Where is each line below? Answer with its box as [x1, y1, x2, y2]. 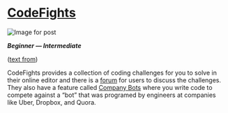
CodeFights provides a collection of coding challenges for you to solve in [7, 68, 218, 77]
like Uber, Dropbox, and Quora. [7, 98, 96, 106]
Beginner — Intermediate [7, 41, 82, 50]
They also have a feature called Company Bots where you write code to [7, 83, 213, 91]
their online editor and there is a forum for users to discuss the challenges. [7, 75, 222, 84]
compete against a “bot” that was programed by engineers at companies [7, 91, 216, 99]
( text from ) [7, 54, 38, 63]
